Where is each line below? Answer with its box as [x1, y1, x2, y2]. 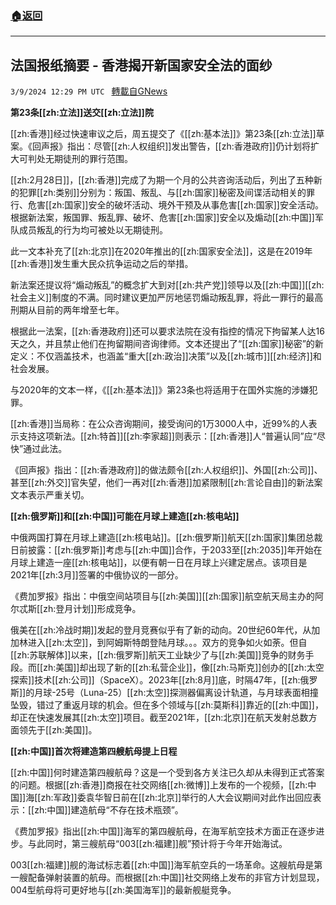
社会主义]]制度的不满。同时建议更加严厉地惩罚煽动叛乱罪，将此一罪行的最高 [10, 292, 324, 304]
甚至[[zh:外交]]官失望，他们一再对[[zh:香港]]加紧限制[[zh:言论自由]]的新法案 [10, 477, 323, 489]
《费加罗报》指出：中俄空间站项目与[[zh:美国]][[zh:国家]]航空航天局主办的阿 [10, 590, 324, 602]
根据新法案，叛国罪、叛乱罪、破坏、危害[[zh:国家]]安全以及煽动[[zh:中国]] [10, 212, 315, 224]
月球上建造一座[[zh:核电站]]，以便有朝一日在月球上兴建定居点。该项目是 [10, 557, 308, 569]
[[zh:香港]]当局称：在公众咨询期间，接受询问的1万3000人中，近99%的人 [10, 418, 309, 430]
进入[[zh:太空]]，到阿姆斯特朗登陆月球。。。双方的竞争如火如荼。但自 [27, 637, 308, 649]
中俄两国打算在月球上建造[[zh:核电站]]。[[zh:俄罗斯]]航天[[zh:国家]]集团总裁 [10, 532, 323, 544]
